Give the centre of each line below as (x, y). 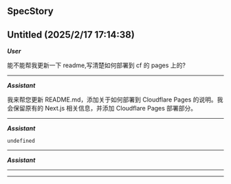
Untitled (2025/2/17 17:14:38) (71, 35)
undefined (21, 141)
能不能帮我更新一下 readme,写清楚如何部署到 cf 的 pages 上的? (96, 65)
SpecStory (30, 11)
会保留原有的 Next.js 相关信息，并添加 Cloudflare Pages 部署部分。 (102, 108)
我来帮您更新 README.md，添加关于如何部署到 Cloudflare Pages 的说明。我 (115, 100)
